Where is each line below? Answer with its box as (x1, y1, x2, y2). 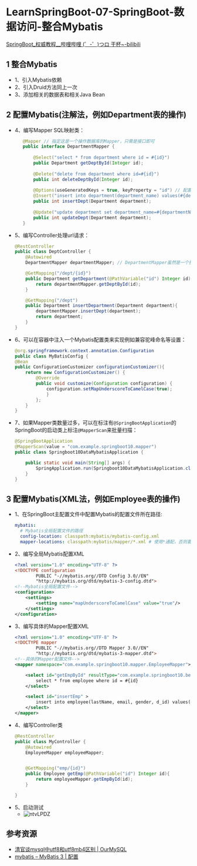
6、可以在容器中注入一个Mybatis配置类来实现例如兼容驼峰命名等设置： (14, 336, 186, 343)
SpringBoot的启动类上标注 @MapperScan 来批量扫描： (14, 427, 138, 434)
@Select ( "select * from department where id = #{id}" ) (33, 155, 170, 161)
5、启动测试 (14, 804, 44, 811)
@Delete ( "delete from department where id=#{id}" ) (33, 171, 159, 177)
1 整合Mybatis (6, 59, 57, 69)
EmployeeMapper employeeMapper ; (25, 750, 104, 755)
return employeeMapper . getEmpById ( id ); (36, 777, 134, 783)
